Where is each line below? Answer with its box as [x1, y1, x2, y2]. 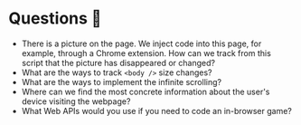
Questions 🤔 [8, 8, 102, 29]
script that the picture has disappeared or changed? [21, 57, 216, 68]
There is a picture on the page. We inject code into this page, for [21, 38, 262, 49]
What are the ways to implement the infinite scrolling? [21, 76, 222, 87]
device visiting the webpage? [21, 95, 131, 107]
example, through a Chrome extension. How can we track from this [21, 47, 272, 58]
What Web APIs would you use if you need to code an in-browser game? [21, 105, 293, 116]
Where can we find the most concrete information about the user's [21, 86, 270, 97]
